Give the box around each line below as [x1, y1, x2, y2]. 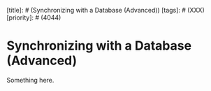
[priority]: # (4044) [6, 13, 61, 22]
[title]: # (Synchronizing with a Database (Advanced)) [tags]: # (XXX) [6, 6, 205, 14]
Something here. [6, 76, 54, 84]
